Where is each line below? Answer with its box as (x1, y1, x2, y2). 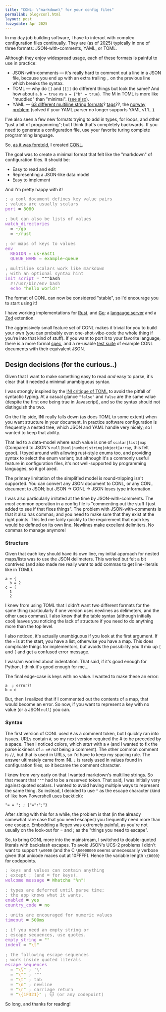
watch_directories (5, 221, 50, 227)
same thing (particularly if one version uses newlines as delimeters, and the (5, 608, 160, 614)
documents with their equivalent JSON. (5, 346, 85, 352)
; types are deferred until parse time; (5, 887, 105, 893)
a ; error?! (5, 683, 32, 688)
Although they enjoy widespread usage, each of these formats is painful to (5, 55, 158, 61)
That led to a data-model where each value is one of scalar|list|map (5, 439, 147, 445)
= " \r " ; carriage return (10, 987, 73, 992)
